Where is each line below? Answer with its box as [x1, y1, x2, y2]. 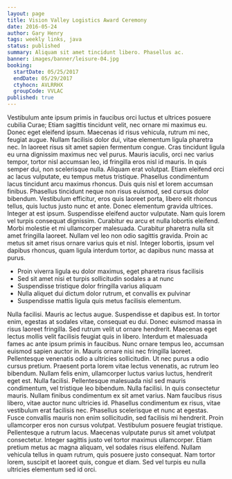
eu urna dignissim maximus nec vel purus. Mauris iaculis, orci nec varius [7, 150, 214, 159]
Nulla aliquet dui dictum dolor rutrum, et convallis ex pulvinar [17, 289, 191, 298]
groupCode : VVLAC [13, 88, 64, 95]
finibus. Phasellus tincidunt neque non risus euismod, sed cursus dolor [7, 187, 209, 195]
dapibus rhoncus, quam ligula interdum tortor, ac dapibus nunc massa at [7, 246, 214, 254]
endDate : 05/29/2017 [13, 74, 73, 82]
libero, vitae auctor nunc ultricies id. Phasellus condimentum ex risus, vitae [7, 399, 221, 407]
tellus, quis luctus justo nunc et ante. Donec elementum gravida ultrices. [7, 202, 213, 210]
